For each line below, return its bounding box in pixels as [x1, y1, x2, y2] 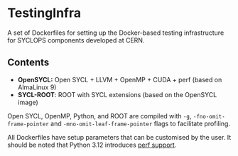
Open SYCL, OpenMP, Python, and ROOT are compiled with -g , [7, 111, 192, 120]
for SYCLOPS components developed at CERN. [7, 35, 145, 44]
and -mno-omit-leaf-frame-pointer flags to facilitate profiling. [50, 119, 231, 128]
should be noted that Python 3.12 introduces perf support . [7, 140, 177, 149]
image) [17, 98, 39, 106]
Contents [7, 57, 50, 69]
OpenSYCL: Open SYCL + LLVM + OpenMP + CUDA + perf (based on [17, 75, 222, 84]
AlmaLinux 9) [17, 83, 57, 91]
